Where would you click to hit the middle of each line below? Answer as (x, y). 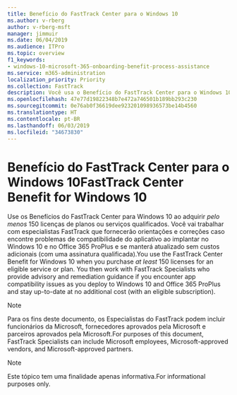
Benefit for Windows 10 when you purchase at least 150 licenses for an (110, 261)
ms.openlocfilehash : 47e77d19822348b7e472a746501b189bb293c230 (102, 100)
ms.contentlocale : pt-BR (44, 119)
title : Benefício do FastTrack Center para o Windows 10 (93, 14)
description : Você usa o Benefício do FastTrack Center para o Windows (115, 93)
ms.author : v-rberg (36, 20)
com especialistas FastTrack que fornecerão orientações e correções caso (116, 232)
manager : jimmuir (33, 34)
